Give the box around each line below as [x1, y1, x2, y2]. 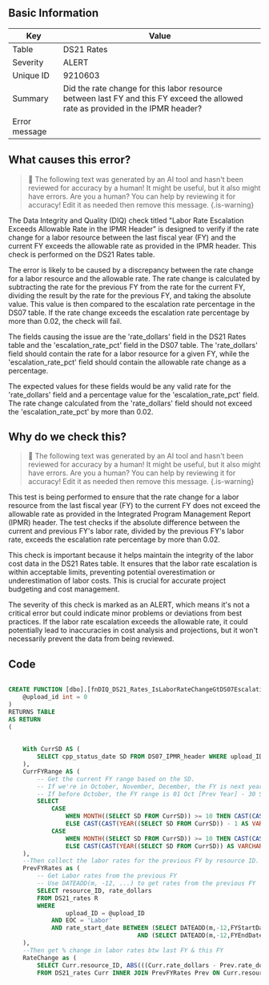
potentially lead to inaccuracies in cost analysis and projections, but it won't [8, 625, 259, 636]
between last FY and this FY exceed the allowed [62, 92, 243, 103]
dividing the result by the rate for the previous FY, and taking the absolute [8, 290, 251, 300]
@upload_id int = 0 [22, 693, 88, 701]
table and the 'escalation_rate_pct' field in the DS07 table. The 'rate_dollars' [8, 340, 258, 349]
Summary [12, 92, 50, 103]
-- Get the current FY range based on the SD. [37, 775, 195, 783]
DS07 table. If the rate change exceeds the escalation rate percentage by [8, 308, 250, 317]
